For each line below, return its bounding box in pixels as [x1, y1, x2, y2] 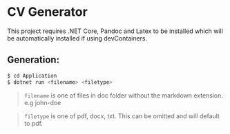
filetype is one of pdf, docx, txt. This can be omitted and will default [23, 111, 220, 120]
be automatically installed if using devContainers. [7, 34, 148, 42]
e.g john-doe [23, 98, 61, 107]
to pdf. [23, 119, 44, 127]
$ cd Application [7, 72, 57, 79]
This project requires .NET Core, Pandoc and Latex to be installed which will [7, 27, 223, 35]
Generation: [7, 54, 60, 66]
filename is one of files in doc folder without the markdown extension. [23, 91, 223, 100]
